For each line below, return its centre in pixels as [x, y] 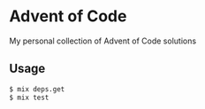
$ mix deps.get [37, 89]
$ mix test [29, 97]
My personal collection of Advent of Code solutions [103, 41]
